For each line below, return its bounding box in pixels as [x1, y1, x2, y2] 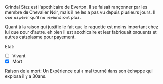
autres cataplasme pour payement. [5, 34, 76, 40]
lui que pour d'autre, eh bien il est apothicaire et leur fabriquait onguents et [5, 29, 157, 34]
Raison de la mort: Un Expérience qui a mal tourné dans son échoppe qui [5, 68, 153, 74]
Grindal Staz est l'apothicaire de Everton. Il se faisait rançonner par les [5, 4, 148, 10]
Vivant [12, 53, 26, 59]
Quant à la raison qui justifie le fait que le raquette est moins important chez [5, 24, 159, 30]
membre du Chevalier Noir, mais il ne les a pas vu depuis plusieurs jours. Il [5, 9, 156, 15]
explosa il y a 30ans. [5, 73, 47, 79]
